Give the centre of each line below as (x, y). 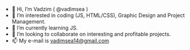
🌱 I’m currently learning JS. (45, 28)
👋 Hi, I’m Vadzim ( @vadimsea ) (50, 9)
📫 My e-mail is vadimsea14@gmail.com (60, 41)
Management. (29, 21)
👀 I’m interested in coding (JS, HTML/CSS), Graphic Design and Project (98, 15)
